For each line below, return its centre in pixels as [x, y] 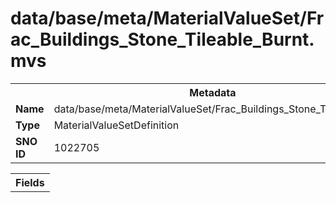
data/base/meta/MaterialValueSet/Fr [167, 18]
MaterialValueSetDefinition [116, 125]
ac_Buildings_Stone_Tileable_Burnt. [162, 39]
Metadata [213, 92]
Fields [30, 182]
